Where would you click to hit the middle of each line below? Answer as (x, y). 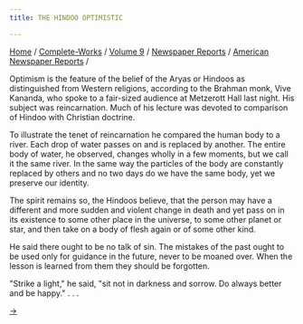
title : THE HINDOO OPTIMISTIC (66, 18)
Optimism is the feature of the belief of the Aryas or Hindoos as (128, 79)
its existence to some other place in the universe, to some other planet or (146, 219)
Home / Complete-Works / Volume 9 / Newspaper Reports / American (139, 52)
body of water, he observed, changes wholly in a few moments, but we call (149, 154)
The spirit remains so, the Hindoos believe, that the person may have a (141, 200)
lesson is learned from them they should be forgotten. (109, 266)
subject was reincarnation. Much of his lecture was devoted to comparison (149, 107)
